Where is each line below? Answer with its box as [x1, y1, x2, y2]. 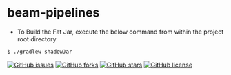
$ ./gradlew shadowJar [7, 48, 72, 55]
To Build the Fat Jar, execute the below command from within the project [17, 28, 224, 36]
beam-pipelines [7, 5, 100, 21]
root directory [17, 34, 57, 43]
